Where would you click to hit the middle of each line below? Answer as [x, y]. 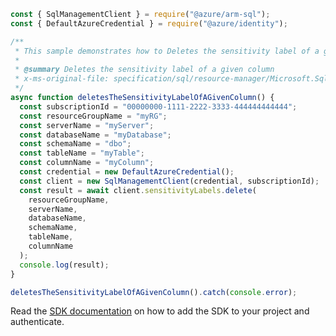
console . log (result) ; [64, 265]
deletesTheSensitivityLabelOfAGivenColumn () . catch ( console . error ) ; [154, 292]
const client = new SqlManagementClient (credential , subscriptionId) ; [169, 181]
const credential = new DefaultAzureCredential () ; [127, 172]
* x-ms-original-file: [62, 79]
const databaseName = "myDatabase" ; [95, 135]
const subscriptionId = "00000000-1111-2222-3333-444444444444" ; [158, 106]
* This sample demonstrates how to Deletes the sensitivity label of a [167, 51]
